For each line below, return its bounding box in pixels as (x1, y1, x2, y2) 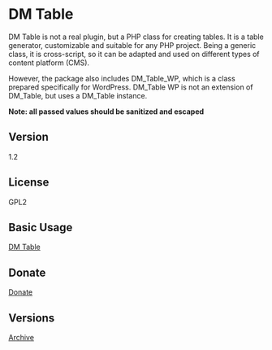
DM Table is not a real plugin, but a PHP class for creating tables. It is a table (8, 32, 264, 42)
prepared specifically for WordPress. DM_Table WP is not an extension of (8, 82, 253, 92)
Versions (8, 311, 55, 325)
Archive (8, 333, 35, 342)
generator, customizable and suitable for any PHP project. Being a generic (8, 40, 257, 50)
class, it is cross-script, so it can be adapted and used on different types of (8, 49, 260, 59)
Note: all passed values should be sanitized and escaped (8, 107, 205, 116)
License (8, 176, 50, 190)
